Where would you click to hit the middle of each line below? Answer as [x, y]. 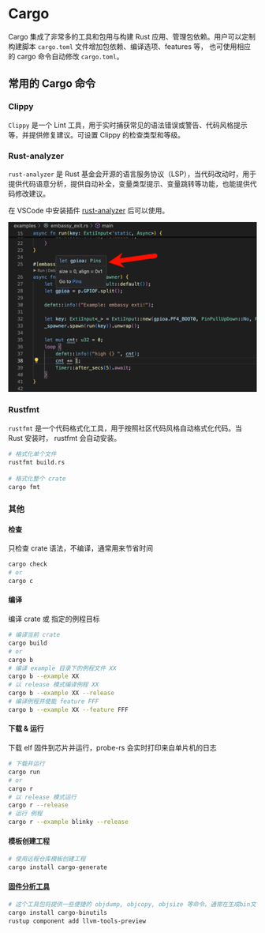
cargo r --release [38, 805]
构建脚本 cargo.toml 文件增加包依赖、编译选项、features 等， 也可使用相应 [129, 46]
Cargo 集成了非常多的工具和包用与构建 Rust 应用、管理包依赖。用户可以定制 [132, 36]
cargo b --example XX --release [61, 693]
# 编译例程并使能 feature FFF [54, 702]
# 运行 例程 [26, 814]
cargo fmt [24, 487]
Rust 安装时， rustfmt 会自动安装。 [65, 438]
